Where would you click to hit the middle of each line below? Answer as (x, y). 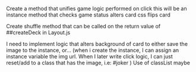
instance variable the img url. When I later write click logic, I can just (90, 56)
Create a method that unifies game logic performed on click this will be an (97, 9)
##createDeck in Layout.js (38, 32)
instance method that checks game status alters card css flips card (88, 15)
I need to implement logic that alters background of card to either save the (97, 44)
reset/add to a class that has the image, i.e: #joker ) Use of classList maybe (98, 63)
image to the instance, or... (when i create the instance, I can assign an (93, 50)
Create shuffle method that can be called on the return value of (83, 26)
